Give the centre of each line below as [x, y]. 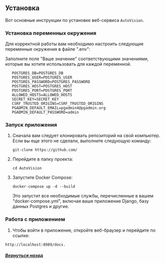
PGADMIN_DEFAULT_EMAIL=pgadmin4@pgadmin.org [59, 108]
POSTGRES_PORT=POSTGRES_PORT [42, 91]
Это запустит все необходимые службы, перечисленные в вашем [83, 196]
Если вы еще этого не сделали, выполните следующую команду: [82, 141]
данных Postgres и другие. [41, 206]
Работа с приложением [35, 219]
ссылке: [21, 235]
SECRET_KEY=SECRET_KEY [35, 99]
